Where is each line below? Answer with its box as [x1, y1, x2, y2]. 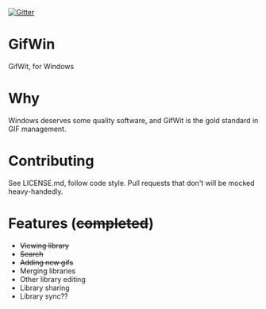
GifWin [8, 36, 56, 53]
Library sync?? [19, 291, 68, 301]
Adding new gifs [19, 257, 74, 267]
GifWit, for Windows [8, 61, 75, 71]
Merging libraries [19, 266, 76, 276]
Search [19, 249, 44, 258]
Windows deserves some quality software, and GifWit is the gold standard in [8, 115, 259, 125]
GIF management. [8, 124, 67, 133]
